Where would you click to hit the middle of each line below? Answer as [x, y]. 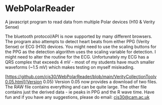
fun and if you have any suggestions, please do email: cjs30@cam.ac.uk [77, 97]
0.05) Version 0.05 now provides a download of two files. [100, 82]
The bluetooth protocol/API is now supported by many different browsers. [79, 36]
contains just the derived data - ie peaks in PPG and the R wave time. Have [80, 92]
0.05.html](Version [24, 82]
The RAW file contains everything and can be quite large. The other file [76, 87]
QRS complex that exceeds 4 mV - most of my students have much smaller [80, 62]
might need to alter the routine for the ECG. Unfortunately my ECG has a [77, 57]
